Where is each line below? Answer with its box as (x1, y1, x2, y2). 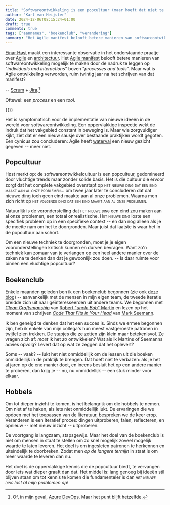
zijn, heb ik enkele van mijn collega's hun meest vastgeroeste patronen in (5, 326, 158, 332)
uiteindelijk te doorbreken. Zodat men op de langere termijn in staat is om (5, 448, 158, 454)
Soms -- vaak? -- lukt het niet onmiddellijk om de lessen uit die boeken (5, 351, 153, 357)
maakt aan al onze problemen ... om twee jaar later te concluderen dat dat (5, 188, 152, 194)
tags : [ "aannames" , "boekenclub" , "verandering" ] (5, 31, 112, 36)
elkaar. (5, 373, 19, 379)
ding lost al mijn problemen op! (5, 479, 69, 485)
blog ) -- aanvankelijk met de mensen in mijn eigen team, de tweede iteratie (5, 294, 162, 300)
